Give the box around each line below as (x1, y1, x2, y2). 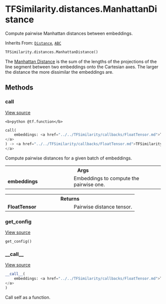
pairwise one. (74, 181, 105, 188)
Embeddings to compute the (74, 175, 139, 182)
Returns (60, 195, 80, 202)
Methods (5, 83, 34, 92)
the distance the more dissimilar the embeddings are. (5, 69, 114, 75)
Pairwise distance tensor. (74, 203, 132, 210)
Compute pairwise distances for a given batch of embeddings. (5, 155, 132, 161)
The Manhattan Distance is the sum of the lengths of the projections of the (5, 58, 157, 64)
